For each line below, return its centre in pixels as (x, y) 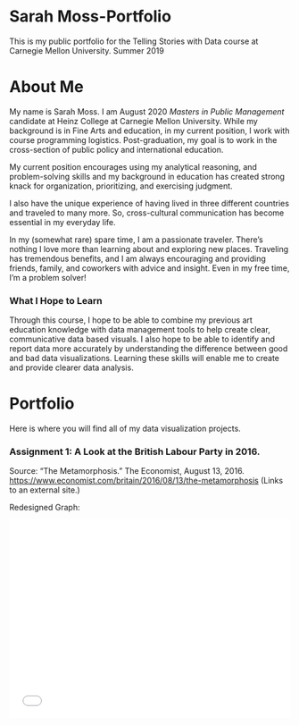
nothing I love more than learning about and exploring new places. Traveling (149, 249)
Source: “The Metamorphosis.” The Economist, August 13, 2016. (127, 471)
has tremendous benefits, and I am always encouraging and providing (137, 258)
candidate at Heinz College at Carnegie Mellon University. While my (134, 121)
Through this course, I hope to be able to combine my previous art (131, 320)
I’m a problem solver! (48, 277)
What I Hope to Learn (56, 300)
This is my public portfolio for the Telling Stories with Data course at (134, 41)
